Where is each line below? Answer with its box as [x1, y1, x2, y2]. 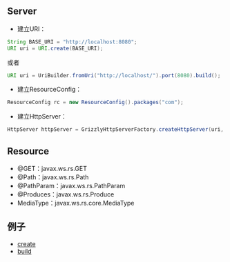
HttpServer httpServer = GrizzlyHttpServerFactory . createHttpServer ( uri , [7, 126, 224, 133]
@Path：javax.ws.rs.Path [17, 173, 89, 181]
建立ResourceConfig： [17, 85, 82, 94]
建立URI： [17, 24, 46, 33]
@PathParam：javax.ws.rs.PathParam [17, 182, 126, 190]
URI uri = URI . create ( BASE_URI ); [7, 45, 104, 52]
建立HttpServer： [17, 112, 67, 121]
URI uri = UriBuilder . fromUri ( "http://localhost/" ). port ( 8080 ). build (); [7, 72, 221, 79]
